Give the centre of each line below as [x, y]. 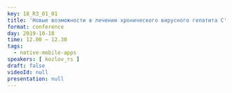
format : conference [36, 27]
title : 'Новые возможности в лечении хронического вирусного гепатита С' [117, 20]
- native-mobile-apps [45, 53]
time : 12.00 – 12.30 [37, 40]
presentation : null [36, 79]
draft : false [26, 66]
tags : [15, 46]
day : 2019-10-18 [31, 33]
